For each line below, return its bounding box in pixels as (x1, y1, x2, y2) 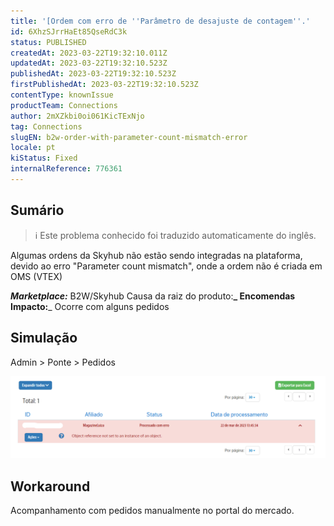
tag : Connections (10, 121, 83, 132)
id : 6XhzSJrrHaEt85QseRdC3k (10, 26, 128, 37)
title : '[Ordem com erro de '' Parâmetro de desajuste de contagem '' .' (10, 16, 311, 26)
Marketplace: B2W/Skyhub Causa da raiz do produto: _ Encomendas (10, 290, 296, 302)
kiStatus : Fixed (10, 153, 78, 164)
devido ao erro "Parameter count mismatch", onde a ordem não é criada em (10, 260, 323, 272)
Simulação (10, 330, 78, 347)
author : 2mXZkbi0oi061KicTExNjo (10, 111, 145, 121)
